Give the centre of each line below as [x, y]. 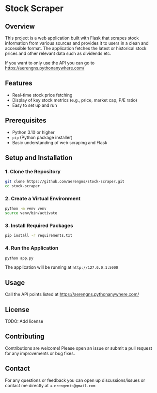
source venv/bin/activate [31, 213]
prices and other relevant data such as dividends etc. [58, 53]
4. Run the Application [32, 248]
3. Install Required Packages [39, 226]
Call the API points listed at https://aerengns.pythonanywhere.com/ [72, 295]
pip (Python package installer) [42, 137]
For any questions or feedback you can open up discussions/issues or [75, 380]
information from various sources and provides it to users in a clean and [77, 43]
